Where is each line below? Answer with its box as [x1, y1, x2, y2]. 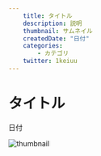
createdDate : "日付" [23, 34, 90, 43]
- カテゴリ [37, 49, 69, 57]
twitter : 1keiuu [23, 57, 78, 65]
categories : [23, 42, 63, 50]
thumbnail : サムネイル [23, 27, 93, 35]
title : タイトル [23, 11, 73, 20]
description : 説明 [23, 19, 82, 27]
